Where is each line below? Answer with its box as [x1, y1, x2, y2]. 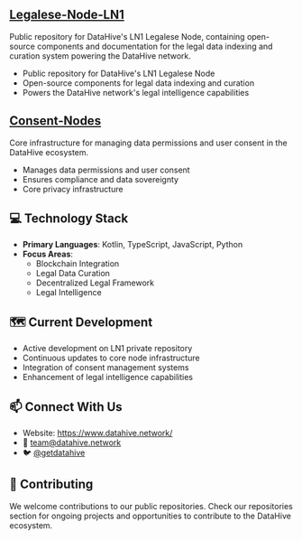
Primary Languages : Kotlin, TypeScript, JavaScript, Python [22, 239, 243, 250]
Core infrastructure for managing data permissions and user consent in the [9, 137, 288, 148]
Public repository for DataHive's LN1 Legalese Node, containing [9, 31, 245, 42]
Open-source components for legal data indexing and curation [22, 77, 255, 88]
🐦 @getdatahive [22, 447, 86, 459]
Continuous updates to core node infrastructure [22, 352, 200, 364]
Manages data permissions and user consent [22, 164, 191, 175]
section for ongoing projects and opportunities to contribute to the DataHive [9, 510, 291, 521]
